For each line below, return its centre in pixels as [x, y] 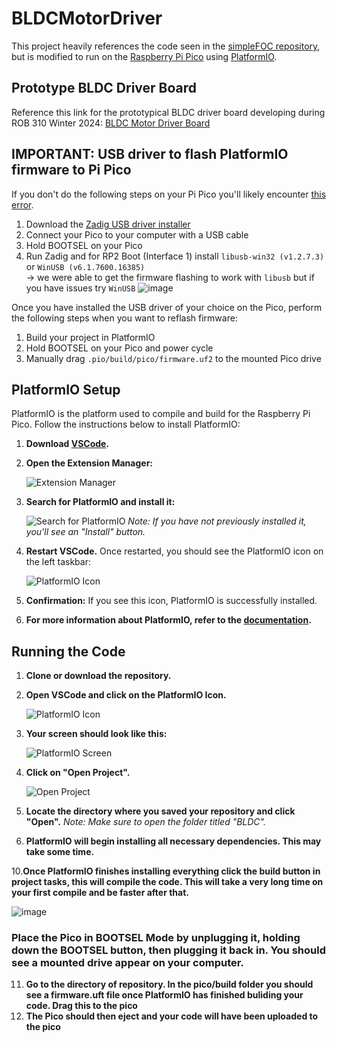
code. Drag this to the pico [81, 1006]
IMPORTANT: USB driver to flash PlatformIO [150, 154]
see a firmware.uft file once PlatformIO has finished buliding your [164, 995]
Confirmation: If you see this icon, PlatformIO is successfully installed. [171, 601]
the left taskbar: [58, 562]
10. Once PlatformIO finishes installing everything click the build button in [166, 871]
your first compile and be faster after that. [100, 893]
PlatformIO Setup [66, 389]
